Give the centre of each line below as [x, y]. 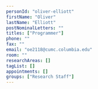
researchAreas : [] [28, 60]
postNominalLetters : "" [35, 28]
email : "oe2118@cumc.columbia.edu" [49, 50]
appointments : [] [27, 71]
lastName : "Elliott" [31, 22]
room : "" [17, 55]
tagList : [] [20, 66]
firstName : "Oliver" [31, 17]
